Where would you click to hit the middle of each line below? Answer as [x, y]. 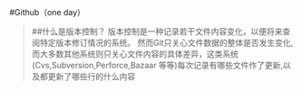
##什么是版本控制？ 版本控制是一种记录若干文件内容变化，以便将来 [157, 31]
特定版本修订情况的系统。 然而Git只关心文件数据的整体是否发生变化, [166, 43]
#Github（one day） [48, 12]
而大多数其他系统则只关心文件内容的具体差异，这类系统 [135, 54]
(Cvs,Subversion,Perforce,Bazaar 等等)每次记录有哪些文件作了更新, [157, 65]
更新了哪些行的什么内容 [92, 76]
